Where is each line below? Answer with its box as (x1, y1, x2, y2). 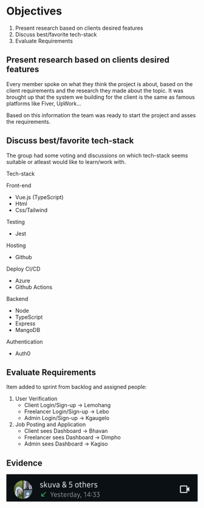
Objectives (6, 4, 63, 18)
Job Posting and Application (15, 421, 86, 428)
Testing (6, 218, 25, 225)
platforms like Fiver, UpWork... (6, 100, 82, 107)
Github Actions (15, 283, 53, 291)
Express (15, 320, 36, 327)
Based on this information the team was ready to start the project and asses (6, 111, 196, 119)
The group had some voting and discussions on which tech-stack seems (6, 152, 188, 159)
